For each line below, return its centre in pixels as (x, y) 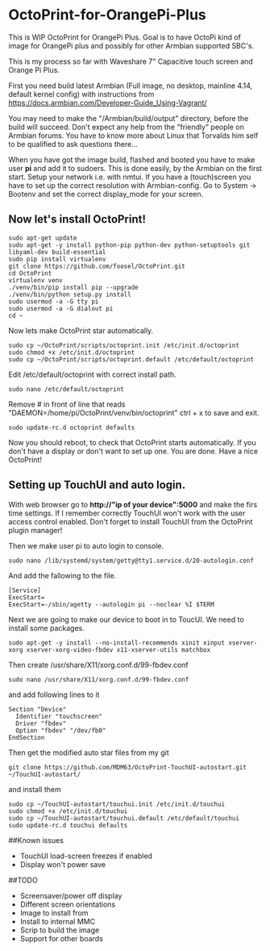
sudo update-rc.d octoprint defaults (72, 428)
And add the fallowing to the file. (62, 575)
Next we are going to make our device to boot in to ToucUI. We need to (126, 619)
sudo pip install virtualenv (57, 259)
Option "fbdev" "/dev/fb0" (61, 730)
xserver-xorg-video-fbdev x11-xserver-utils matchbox (118, 650)
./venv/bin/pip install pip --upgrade (73, 287)
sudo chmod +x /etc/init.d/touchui (68, 811)
